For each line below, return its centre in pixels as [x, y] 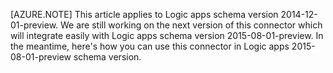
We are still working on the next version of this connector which [191, 25]
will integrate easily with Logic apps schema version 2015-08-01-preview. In [167, 35]
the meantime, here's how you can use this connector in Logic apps [150, 46]
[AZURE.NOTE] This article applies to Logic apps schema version [144, 14]
